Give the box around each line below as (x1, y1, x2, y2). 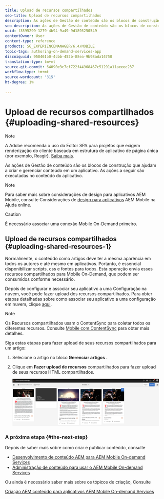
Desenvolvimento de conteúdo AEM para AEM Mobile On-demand (12, 454, 145, 460)
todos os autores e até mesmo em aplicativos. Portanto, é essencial (5, 261, 141, 267)
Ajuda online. (5, 202, 32, 208)
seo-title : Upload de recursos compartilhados (5, 13, 102, 18)
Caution (5, 211, 21, 217)
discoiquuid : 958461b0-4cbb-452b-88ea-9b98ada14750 (5, 54, 112, 59)
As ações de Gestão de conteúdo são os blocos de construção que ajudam (5, 162, 157, 168)
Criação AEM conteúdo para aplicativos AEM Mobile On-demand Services (5, 489, 155, 495)
